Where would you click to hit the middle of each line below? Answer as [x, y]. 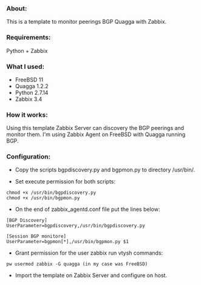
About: [17, 9]
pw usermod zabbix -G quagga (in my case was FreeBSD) [77, 264]
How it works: [27, 115]
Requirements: [29, 38]
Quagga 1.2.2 [32, 86]
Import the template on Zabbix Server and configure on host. [91, 275]
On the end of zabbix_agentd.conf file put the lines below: [87, 209]
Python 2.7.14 [32, 92]
